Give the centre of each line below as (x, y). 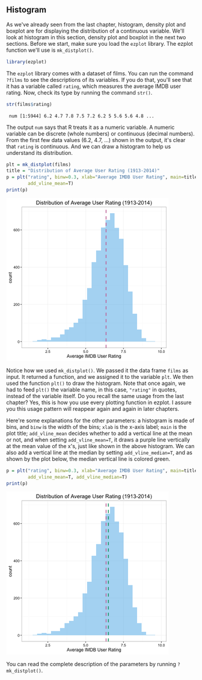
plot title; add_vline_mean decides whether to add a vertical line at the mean (99, 433)
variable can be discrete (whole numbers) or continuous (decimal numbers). (100, 133)
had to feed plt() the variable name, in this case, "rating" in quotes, (92, 389)
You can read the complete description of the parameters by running (91, 664)
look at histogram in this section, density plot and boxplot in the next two (96, 37)
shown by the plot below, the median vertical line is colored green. (88, 459)
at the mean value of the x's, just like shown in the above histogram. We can (100, 446)
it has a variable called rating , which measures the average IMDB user (94, 86)
